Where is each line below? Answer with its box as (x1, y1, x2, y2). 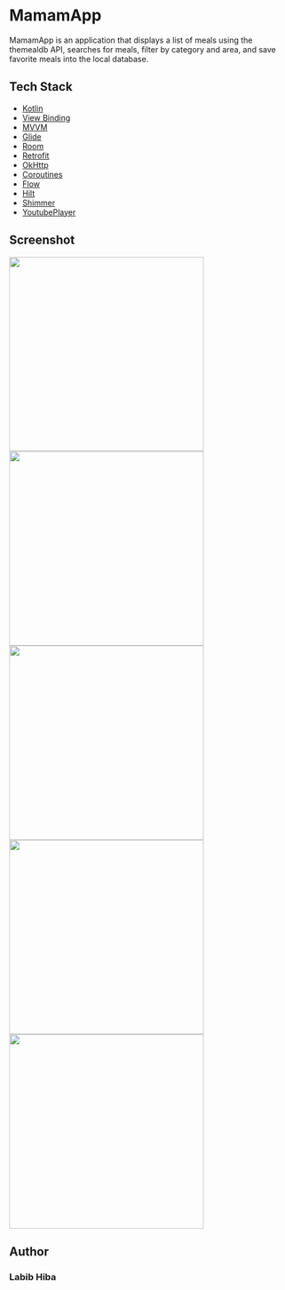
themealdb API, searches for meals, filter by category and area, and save (9, 44, 277, 54)
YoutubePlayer (21, 206, 76, 218)
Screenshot (9, 233, 75, 248)
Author (9, 1244, 49, 1259)
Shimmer (21, 197, 56, 208)
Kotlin (21, 103, 44, 114)
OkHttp (21, 159, 49, 170)
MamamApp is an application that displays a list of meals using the (9, 35, 253, 45)
